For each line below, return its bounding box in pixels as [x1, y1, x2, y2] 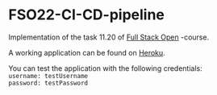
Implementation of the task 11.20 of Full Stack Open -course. [8, 32, 210, 42]
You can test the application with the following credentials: [8, 63, 203, 73]
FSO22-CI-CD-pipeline [8, 6, 165, 24]
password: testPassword [8, 79, 89, 87]
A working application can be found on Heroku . [8, 47, 165, 57]
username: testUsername [8, 72, 89, 80]
